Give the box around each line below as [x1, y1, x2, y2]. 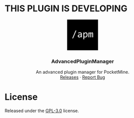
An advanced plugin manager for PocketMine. [36, 69, 130, 75]
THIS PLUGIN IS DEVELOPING [4, 3, 128, 14]
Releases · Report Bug [60, 74, 105, 80]
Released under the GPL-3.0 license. [4, 108, 80, 114]
